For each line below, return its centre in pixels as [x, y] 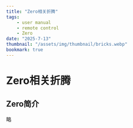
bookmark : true [25, 50]
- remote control [38, 28]
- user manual [34, 22]
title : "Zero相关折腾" [32, 11]
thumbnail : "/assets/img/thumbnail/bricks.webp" [67, 45]
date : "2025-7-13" [29, 39]
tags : [13, 17]
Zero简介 [23, 104]
